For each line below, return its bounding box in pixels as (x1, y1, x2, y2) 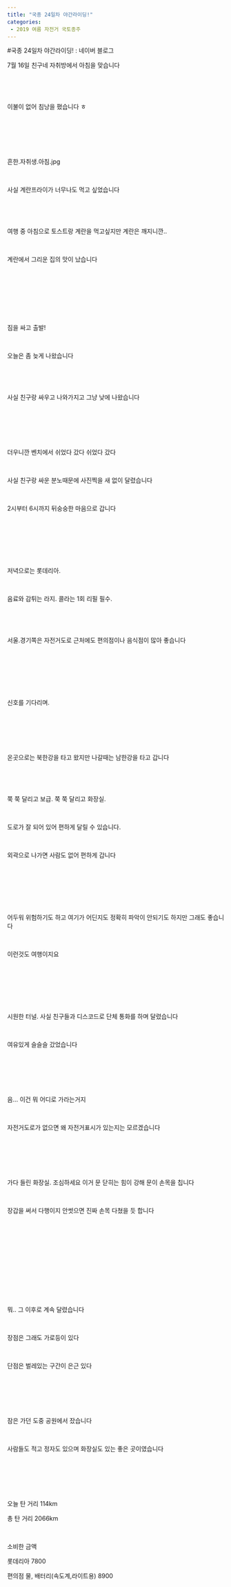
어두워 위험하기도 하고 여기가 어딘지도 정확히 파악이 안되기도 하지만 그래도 (7, 913, 206, 921)
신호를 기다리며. (7, 699, 50, 707)
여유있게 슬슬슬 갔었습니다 (7, 1040, 78, 1049)
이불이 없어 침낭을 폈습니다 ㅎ (7, 102, 87, 111)
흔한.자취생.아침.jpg (7, 158, 61, 166)
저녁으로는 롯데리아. (7, 567, 61, 575)
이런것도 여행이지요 (7, 950, 59, 958)
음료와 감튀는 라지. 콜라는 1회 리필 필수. (7, 595, 112, 603)
